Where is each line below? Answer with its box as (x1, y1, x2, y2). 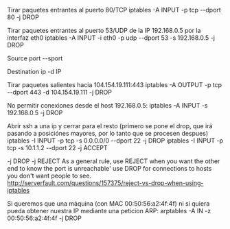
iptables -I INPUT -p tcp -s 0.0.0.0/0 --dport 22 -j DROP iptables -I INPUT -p (7, 136, 224, 145)
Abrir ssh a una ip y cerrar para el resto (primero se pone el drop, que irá (7, 122, 213, 130)
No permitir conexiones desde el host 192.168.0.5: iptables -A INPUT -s (7, 101, 208, 109)
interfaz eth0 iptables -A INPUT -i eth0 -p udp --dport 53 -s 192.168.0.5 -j (7, 34, 215, 42)
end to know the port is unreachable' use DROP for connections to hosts (7, 165, 212, 172)
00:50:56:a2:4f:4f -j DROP (7, 214, 82, 222)
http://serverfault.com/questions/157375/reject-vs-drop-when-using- (7, 179, 204, 187)
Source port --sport (7, 54, 63, 62)
